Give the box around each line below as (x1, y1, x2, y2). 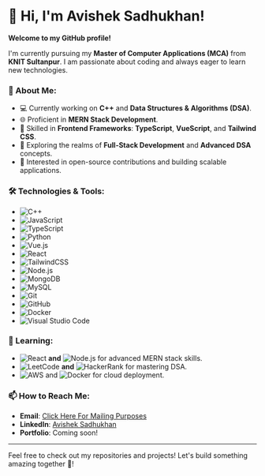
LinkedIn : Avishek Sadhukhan (19, 420, 117, 429)
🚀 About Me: (8, 84, 57, 96)
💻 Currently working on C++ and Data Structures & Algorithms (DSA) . (19, 103, 252, 113)
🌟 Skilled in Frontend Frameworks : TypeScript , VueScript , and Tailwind (19, 124, 256, 133)
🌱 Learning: (8, 335, 54, 347)
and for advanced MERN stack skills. (48, 353, 203, 362)
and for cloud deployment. (45, 370, 165, 380)
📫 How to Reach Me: (8, 390, 91, 401)
